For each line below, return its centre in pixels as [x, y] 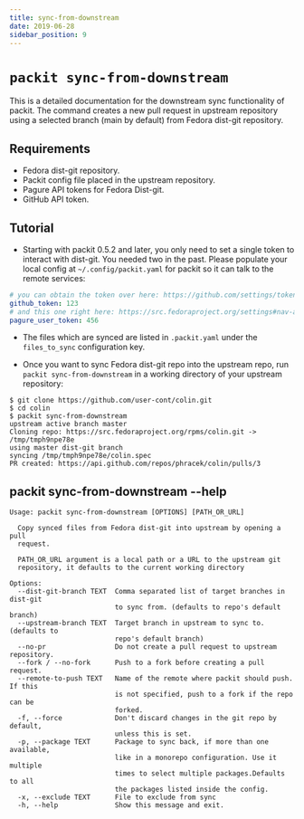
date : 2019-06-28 [42, 26]
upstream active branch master [68, 424]
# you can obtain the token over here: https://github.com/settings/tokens [155, 295]
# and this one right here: [62, 312]
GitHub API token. [56, 199]
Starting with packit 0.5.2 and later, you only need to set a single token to [158, 249]
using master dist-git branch [66, 448]
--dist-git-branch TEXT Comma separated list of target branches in [151, 592]
